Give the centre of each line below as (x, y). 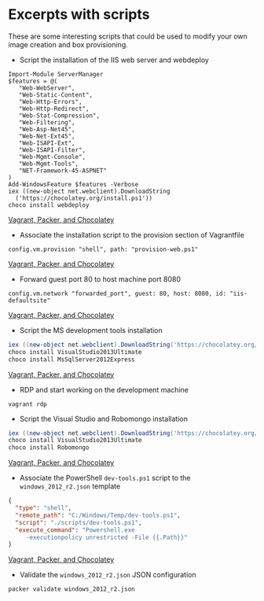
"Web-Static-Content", (55, 95)
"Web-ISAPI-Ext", (47, 143)
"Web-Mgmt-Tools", (49, 164)
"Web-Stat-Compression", (59, 116)
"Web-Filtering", (47, 122)
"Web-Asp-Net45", (47, 129)
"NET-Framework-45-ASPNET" (63, 171)
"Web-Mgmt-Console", (52, 157)
